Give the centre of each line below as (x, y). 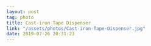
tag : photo (20, 17)
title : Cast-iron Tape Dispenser (49, 23)
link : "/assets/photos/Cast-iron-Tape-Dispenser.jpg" (76, 28)
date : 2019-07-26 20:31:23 (40, 34)
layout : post (23, 12)
